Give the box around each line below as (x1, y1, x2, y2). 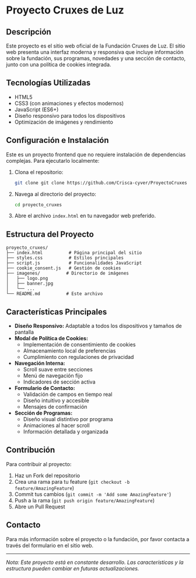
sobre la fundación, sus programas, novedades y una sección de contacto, (6, 55, 186, 61)
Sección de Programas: (14, 409, 73, 416)
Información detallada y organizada (23, 428, 109, 435)
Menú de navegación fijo (23, 372, 83, 379)
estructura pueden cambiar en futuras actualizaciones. (6, 565, 139, 572)
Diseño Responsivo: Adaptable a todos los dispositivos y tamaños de (14, 323, 182, 329)
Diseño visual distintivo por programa (23, 416, 113, 422)
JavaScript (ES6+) (14, 106, 59, 113)
